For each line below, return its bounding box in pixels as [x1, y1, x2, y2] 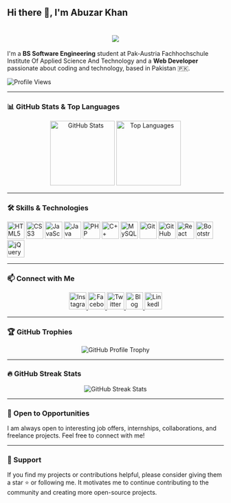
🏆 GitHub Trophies [7, 327, 73, 337]
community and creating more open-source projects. [7, 489, 157, 497]
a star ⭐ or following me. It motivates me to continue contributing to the [7, 478, 210, 486]
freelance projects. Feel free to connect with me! [7, 431, 145, 440]
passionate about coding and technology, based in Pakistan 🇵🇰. [7, 64, 190, 72]
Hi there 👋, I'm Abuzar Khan [7, 7, 129, 19]
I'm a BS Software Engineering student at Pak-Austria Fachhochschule [7, 50, 209, 58]
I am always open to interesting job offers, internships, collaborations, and [7, 424, 217, 433]
